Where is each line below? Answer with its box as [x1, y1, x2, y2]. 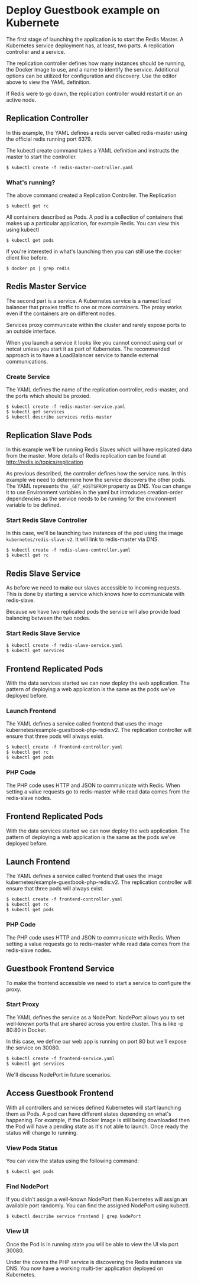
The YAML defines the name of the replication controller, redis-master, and [6, 386, 189, 393]
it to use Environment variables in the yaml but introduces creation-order [6, 488, 183, 495]
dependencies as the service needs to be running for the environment [6, 495, 177, 502]
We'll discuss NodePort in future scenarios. [6, 1071, 112, 1078]
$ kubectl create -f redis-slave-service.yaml [6, 643, 123, 649]
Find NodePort [6, 1182, 49, 1190]
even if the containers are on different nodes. [6, 310, 116, 317]
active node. [6, 96, 37, 103]
